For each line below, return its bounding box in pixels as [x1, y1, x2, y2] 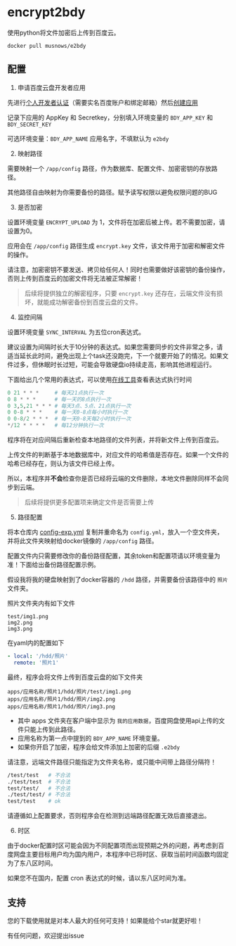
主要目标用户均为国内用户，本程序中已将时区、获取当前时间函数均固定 [25, 850, 229, 859]
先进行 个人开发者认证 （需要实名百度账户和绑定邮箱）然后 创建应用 [7, 98, 198, 106]
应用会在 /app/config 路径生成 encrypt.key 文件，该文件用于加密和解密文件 [7, 241, 225, 250]
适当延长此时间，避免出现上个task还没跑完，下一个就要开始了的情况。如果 [7, 351, 223, 359]
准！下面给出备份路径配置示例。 [7, 561, 100, 568]
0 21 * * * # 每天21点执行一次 [7, 389, 104, 396]
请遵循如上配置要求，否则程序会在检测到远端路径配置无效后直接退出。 [7, 812, 211, 820]
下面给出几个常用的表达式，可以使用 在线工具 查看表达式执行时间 [7, 375, 192, 383]
